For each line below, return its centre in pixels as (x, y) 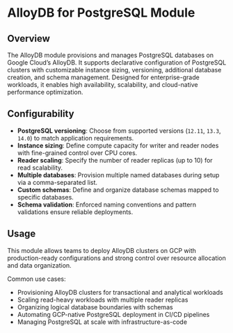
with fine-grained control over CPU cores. (77, 153)
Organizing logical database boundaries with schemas (95, 307)
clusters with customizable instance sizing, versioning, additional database (114, 70)
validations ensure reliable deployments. (75, 212)
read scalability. (40, 168)
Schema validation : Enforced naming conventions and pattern (107, 204)
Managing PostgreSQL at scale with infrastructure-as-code (102, 322)
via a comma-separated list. (57, 182)
